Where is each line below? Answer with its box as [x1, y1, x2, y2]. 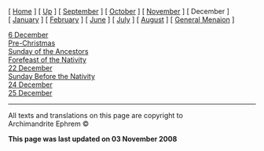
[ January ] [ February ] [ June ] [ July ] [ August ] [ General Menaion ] [8, 15, 235, 24]
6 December [8, 31, 49, 39]
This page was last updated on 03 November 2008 [8, 135, 178, 143]
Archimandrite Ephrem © [8, 119, 90, 128]
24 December [8, 80, 53, 89]
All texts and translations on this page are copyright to [8, 111, 183, 120]
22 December [8, 63, 53, 73]
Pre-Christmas [8, 38, 56, 48]
